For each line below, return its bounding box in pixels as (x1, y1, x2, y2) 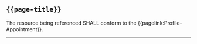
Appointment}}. (6, 25, 43, 32)
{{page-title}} (6, 5, 62, 14)
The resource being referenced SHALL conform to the (6, 19, 137, 26)
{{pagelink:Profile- (137, 19, 183, 26)
